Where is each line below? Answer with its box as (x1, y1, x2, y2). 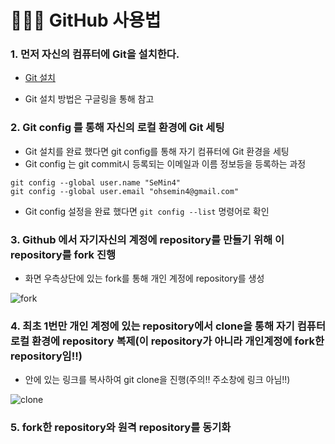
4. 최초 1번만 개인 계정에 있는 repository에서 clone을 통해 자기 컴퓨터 (10, 319, 326, 333)
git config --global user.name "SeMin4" (10, 177, 182, 188)
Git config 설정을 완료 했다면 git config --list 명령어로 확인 (24, 205, 270, 217)
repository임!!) (10, 349, 83, 363)
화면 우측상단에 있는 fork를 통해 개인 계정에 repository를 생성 (24, 272, 265, 285)
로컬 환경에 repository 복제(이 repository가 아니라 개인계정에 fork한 (10, 334, 325, 348)
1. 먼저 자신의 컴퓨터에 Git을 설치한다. (10, 47, 180, 61)
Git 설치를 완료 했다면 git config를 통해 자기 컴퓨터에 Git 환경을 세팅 (24, 145, 290, 157)
